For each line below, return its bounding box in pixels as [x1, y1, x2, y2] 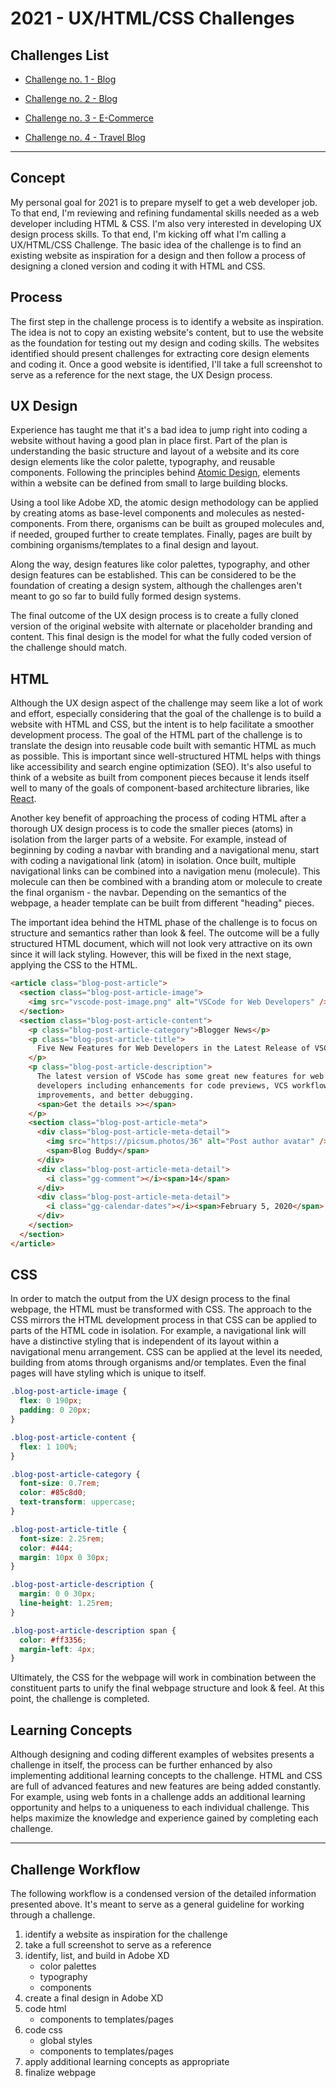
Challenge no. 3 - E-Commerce [24, 112, 155, 124]
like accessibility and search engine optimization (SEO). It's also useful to [10, 761, 312, 773]
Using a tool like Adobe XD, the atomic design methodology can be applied [10, 497, 319, 509]
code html [24, 2002, 67, 2014]
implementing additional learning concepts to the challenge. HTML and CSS [10, 1770, 323, 1782]
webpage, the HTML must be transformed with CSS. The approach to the [10, 1303, 312, 1316]
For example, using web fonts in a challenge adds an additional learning [10, 1791, 306, 1803]
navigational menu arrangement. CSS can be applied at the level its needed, [10, 1346, 323, 1358]
